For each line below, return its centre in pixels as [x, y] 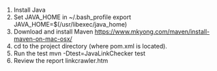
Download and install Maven [53, 31]
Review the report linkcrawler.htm [61, 60]
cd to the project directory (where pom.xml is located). [90, 46]
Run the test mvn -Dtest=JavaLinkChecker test [79, 53]
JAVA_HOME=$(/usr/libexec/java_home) [70, 24]
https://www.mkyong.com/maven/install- [152, 31]
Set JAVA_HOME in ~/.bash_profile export [72, 17]
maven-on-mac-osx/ [43, 39]
